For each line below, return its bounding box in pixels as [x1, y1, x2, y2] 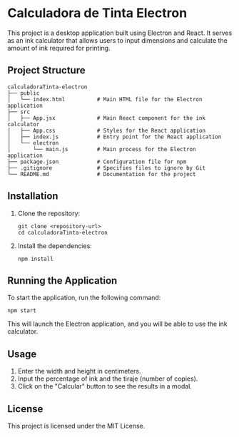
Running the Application [7, 274, 118, 287]
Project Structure [7, 64, 86, 76]
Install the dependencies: [17, 241, 93, 250]
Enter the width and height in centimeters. [17, 367, 141, 376]
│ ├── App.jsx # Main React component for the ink [7, 114, 205, 122]
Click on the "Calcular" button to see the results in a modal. [17, 382, 193, 391]
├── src [7, 108, 31, 115]
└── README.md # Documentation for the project [7, 170, 196, 178]
